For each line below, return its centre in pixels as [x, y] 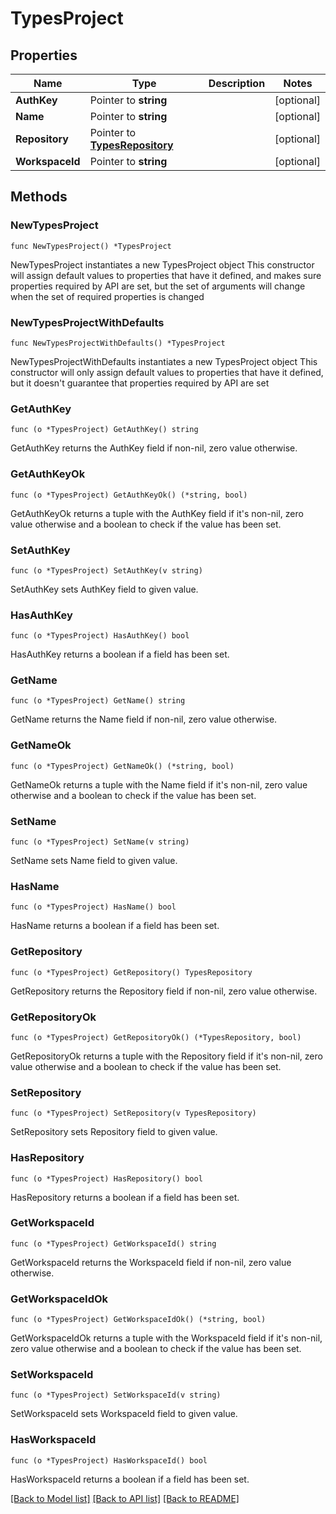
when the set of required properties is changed [107, 296]
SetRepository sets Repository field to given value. [114, 1132]
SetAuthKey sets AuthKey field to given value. [104, 589]
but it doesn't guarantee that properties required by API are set [140, 383]
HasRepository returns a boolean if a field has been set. [125, 1197]
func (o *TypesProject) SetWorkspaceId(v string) [116, 1395]
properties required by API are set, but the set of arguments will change [158, 286]
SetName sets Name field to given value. [94, 861]
